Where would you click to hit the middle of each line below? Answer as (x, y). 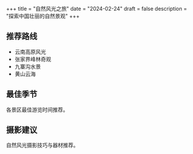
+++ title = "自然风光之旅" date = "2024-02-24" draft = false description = (97, 9)
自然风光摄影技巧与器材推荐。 (42, 145)
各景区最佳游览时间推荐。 (37, 109)
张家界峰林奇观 (33, 59)
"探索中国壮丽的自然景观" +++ (43, 16)
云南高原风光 (30, 51)
